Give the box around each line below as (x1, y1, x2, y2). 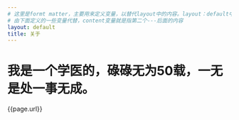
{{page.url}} (7, 104, 43, 114)
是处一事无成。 (7, 81, 95, 97)
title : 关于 (7, 30, 41, 38)
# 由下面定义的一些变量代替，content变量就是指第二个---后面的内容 (7, 17, 184, 24)
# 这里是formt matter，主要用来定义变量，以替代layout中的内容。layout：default (7, 10, 229, 18)
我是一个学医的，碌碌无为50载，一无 (7, 63, 223, 79)
